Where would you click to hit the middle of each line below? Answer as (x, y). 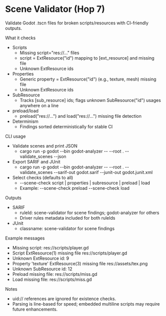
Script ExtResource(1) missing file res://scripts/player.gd (70, 253)
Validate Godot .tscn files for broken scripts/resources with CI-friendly (77, 23)
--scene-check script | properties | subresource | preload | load (85, 183)
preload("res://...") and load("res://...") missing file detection (81, 116)
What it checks (20, 38)
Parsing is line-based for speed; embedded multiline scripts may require (86, 304)
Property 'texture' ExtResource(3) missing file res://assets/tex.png (80, 263)
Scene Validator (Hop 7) (55, 9)
